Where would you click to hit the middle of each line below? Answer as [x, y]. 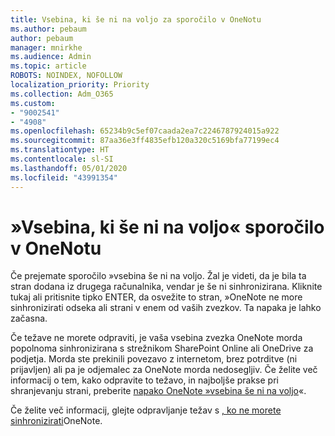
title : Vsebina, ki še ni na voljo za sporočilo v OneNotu [136, 19]
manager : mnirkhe [46, 47]
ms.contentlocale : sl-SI [62, 159]
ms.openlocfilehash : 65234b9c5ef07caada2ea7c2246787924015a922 [145, 131]
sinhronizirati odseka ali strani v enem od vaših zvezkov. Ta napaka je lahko [166, 308]
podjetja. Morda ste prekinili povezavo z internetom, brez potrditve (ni [154, 359]
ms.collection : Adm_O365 [62, 94]
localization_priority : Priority [80, 85]
